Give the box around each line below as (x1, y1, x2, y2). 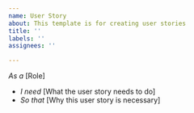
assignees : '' (8, 42, 57, 50)
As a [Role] (8, 71, 46, 81)
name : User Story (8, 11, 67, 20)
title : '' (8, 27, 42, 35)
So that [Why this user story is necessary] (19, 95, 161, 105)
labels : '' (8, 34, 45, 43)
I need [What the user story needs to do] (19, 86, 156, 97)
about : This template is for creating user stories (8, 19, 186, 27)
